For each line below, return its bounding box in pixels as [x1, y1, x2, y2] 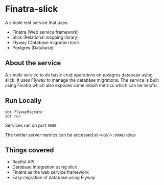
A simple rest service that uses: [5, 20, 69, 25]
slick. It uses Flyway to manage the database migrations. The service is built [5, 77, 159, 83]
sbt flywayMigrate [5, 109, 43, 115]
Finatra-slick [5, 3, 58, 15]
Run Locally [5, 96, 42, 105]
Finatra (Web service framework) [12, 29, 79, 35]
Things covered [5, 146, 54, 154]
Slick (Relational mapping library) [12, 34, 79, 40]
